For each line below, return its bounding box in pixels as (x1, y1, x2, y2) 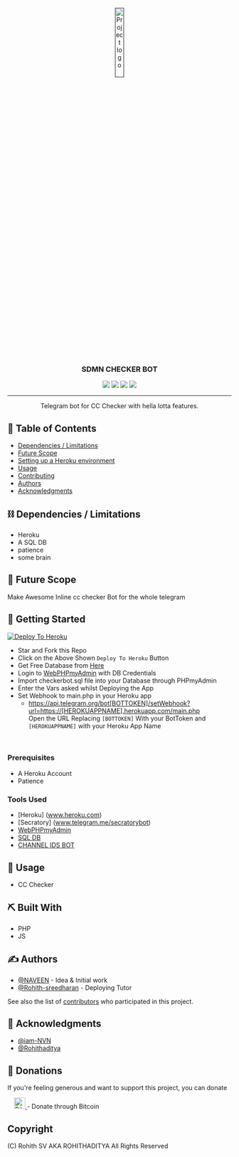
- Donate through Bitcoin (26, 1102, 100, 1111)
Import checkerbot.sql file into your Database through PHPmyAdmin (17, 676, 217, 685)
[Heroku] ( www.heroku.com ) (17, 811, 102, 819)
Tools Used (7, 794, 48, 804)
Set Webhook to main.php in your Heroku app (17, 691, 152, 700)
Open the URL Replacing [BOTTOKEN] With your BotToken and (28, 714, 206, 723)
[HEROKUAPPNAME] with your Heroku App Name (28, 721, 161, 730)
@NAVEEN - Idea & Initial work (17, 976, 108, 984)
